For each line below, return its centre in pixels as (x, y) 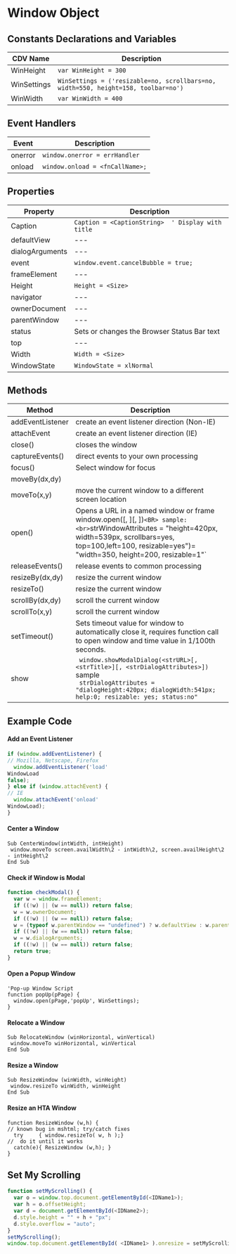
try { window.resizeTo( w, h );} (69, 1135)
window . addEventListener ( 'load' (61, 767)
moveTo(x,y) (32, 495)
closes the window (106, 445)
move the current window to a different (140, 491)
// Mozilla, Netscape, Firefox (53, 761)
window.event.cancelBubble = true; (133, 263)
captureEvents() (38, 456)
